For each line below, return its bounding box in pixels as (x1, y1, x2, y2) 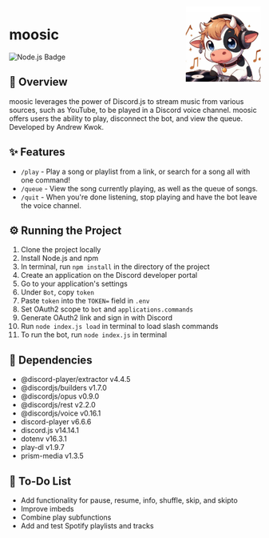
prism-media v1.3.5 (20, 451, 85, 461)
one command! (20, 175, 71, 185)
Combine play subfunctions (20, 512, 112, 522)
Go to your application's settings (20, 279, 129, 289)
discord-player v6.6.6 (20, 417, 92, 427)
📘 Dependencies (9, 353, 93, 367)
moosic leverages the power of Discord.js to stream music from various (9, 96, 244, 106)
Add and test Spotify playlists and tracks (20, 521, 154, 530)
